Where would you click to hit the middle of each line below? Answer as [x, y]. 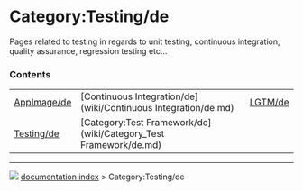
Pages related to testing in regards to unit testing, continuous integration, [145, 41]
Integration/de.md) [194, 108]
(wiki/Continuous [116, 108]
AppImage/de [43, 103]
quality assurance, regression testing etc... [88, 50]
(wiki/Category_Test [122, 134]
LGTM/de [269, 103]
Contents [30, 74]
